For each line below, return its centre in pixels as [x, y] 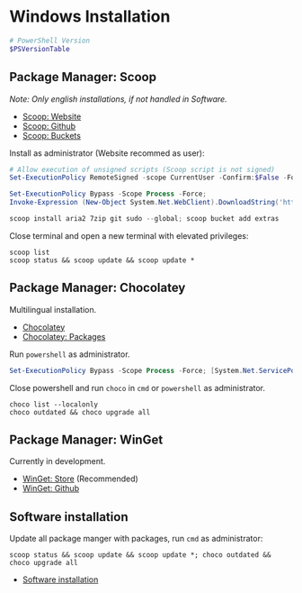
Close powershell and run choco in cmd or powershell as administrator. [138, 388]
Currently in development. [58, 461]
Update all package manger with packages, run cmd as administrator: [136, 539]
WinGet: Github [50, 488]
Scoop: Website [52, 116]
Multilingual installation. [53, 309]
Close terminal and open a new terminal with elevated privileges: [129, 235]
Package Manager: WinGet [86, 439]
